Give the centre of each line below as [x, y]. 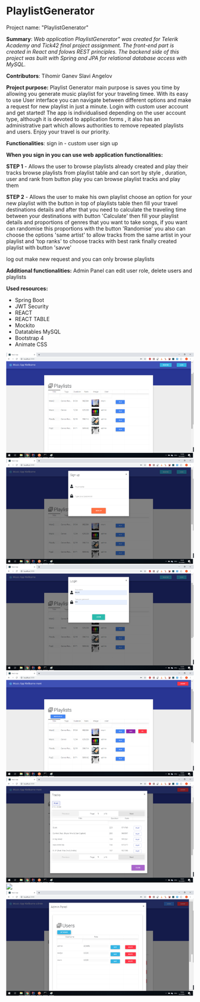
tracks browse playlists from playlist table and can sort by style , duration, [97, 172]
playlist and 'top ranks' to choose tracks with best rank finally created [92, 241]
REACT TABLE [32, 319]
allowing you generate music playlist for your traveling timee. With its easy [97, 94]
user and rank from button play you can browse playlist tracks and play [93, 179]
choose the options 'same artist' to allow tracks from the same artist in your [99, 235]
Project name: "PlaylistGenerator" [47, 27]
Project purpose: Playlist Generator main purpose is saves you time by [93, 87]
